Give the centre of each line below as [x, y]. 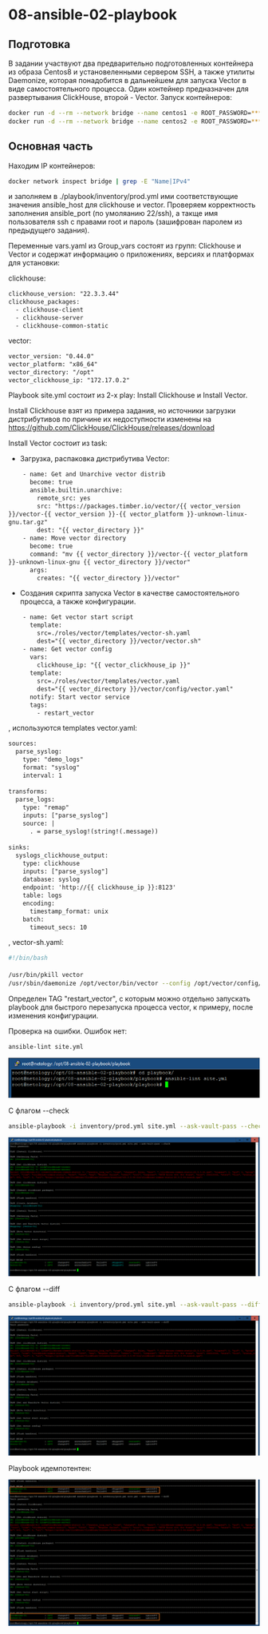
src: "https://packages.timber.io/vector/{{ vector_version [139, 506]
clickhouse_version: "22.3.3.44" [64, 294]
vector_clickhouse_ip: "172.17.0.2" [69, 381]
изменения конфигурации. [53, 1015]
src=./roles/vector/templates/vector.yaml [108, 681]
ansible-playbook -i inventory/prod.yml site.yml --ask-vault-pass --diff [135, 1305]
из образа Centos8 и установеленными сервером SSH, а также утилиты [132, 72]
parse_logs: [35, 800]
